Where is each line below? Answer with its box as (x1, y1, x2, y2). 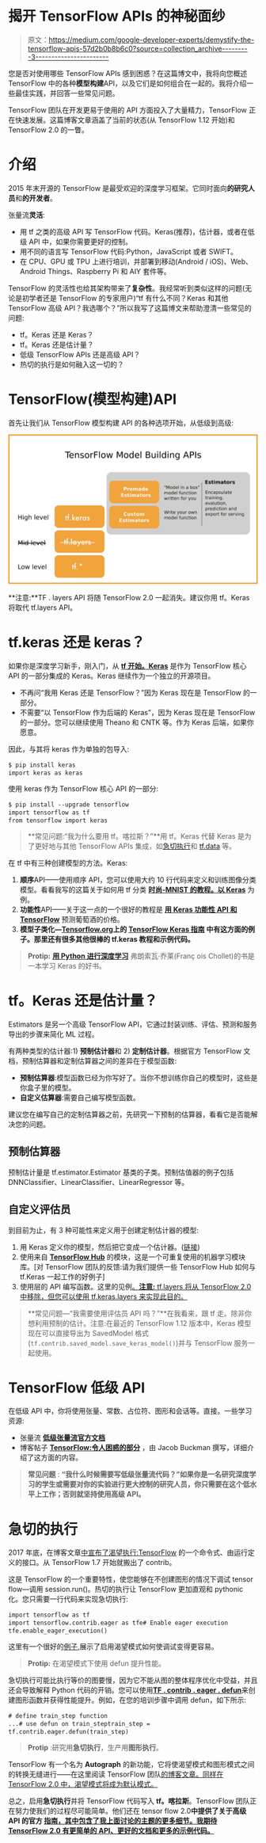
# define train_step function (8, 1712, 108, 1720)
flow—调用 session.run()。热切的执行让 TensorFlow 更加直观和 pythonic (8, 1585, 244, 1594)
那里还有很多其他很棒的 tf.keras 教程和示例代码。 (33, 934, 196, 943)
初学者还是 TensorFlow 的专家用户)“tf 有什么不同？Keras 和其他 (21, 293, 229, 303)
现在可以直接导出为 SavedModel (27, 1328, 133, 1338)
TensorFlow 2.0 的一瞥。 (8, 124, 89, 135)
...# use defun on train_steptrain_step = (8, 1720, 150, 1728)
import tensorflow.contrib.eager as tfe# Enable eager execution (8, 1619, 228, 1628)
